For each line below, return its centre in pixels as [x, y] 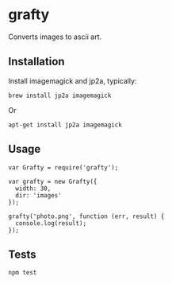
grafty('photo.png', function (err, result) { [86, 216]
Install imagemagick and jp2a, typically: [73, 80]
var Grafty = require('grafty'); [63, 167]
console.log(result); [51, 223]
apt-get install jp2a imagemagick [65, 125]
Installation [36, 62]
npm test [23, 273]
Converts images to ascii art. [55, 37]
